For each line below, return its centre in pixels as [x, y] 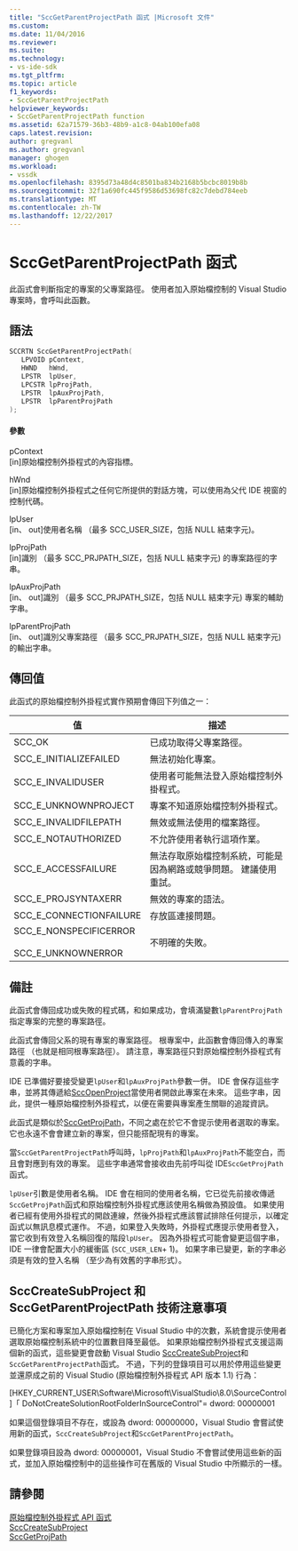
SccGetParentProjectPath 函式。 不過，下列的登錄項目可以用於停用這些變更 [145, 1364]
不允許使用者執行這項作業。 [208, 839]
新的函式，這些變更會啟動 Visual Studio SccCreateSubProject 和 [133, 1353]
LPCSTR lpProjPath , [57, 384]
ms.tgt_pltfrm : [37, 76]
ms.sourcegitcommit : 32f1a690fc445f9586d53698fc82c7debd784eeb [129, 191]
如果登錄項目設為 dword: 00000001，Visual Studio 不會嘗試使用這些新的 [142, 1452]
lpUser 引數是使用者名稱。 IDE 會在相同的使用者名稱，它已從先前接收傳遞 [142, 1194]
